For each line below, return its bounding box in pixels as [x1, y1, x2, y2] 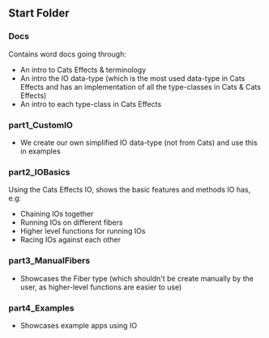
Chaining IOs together [19, 209, 94, 219]
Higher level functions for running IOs [19, 226, 146, 236]
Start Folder [8, 6, 70, 20]
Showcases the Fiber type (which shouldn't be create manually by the [19, 273, 254, 283]
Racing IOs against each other [19, 234, 122, 245]
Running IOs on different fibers [19, 218, 123, 227]
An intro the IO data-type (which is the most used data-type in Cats [19, 73, 246, 83]
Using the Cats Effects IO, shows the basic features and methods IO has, [8, 185, 251, 195]
